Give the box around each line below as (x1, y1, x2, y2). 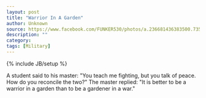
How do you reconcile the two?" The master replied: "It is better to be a (6, 78, 186, 86)
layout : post (6, 9, 40, 15)
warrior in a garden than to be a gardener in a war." (6, 85, 135, 92)
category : (6, 37, 32, 43)
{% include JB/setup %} (6, 59, 67, 67)
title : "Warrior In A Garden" (6, 15, 84, 21)
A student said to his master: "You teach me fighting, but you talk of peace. (6, 72, 196, 79)
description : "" (6, 32, 48, 38)
